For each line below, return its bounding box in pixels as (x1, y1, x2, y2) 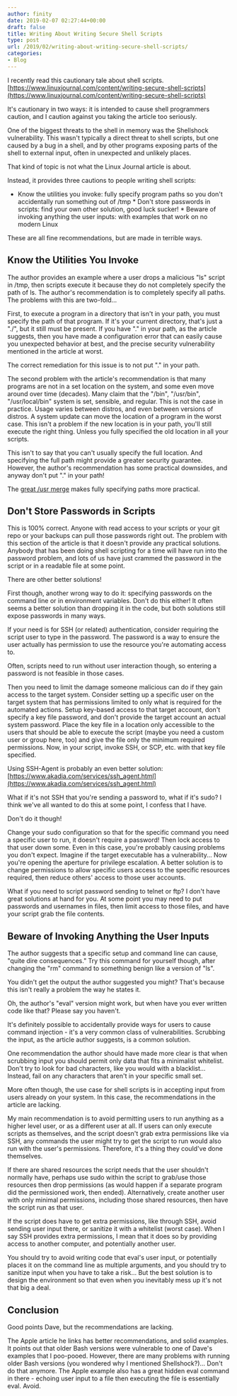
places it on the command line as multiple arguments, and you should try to (7, 1261, 226, 1269)
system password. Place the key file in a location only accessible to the (7, 721, 215, 729)
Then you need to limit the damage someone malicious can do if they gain (7, 683, 223, 692)
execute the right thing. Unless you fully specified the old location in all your (7, 427, 229, 436)
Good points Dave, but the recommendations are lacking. (7, 1323, 174, 1331)
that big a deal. (7, 1283, 51, 1292)
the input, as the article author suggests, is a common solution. (7, 1035, 191, 1044)
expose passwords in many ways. (7, 612, 106, 620)
